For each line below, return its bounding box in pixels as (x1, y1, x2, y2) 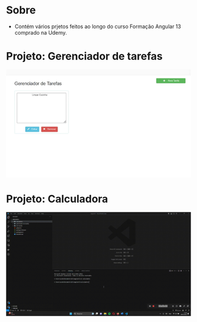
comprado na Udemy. (14, 29, 67, 36)
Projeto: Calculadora (6, 193, 108, 205)
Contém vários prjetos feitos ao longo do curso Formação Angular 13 (14, 23, 181, 30)
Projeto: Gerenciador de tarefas (6, 50, 163, 63)
